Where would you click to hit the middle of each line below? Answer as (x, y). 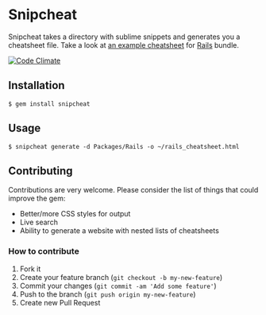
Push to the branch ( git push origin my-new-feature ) (108, 294)
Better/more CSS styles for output (75, 214)
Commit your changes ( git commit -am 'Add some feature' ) (118, 286)
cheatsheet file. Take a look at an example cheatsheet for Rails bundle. (124, 45)
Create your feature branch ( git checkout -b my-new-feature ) (121, 277)
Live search (39, 222)
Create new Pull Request (60, 302)
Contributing (40, 171)
